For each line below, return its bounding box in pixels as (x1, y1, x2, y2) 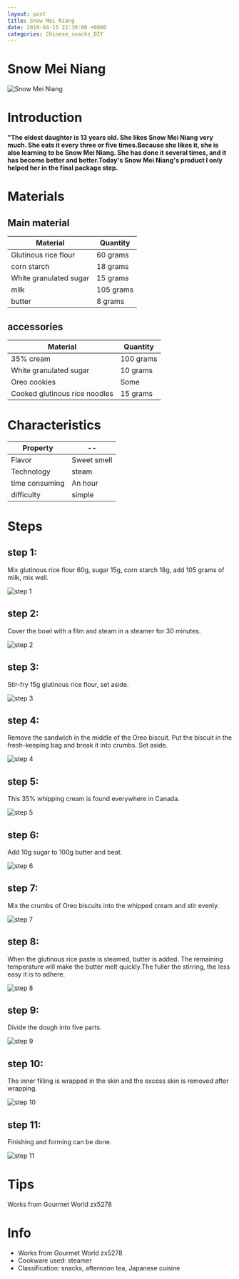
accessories (7, 320, 63, 332)
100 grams (120, 354, 158, 364)
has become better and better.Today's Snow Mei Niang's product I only (7, 156, 223, 165)
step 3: (7, 661, 39, 673)
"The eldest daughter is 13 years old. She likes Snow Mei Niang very (7, 133, 214, 142)
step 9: (7, 1004, 39, 1016)
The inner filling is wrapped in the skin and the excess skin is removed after (7, 1076, 229, 1085)
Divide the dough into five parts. (7, 1023, 102, 1031)
